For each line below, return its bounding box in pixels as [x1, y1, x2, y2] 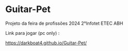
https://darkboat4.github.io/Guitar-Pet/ [5, 39, 87, 46]
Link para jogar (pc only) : [5, 30, 60, 36]
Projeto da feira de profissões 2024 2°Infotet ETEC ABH [5, 20, 123, 26]
